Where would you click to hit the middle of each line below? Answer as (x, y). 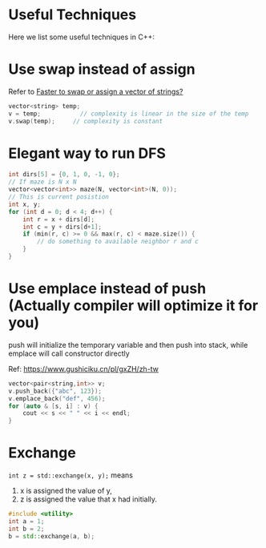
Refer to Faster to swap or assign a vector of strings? (96, 91)
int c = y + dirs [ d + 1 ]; (62, 227)
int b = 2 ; (26, 529)
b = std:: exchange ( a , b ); (51, 536)
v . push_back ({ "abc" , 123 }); (55, 391)
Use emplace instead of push (107, 289)
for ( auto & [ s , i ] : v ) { (53, 406)
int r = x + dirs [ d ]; (58, 219)
